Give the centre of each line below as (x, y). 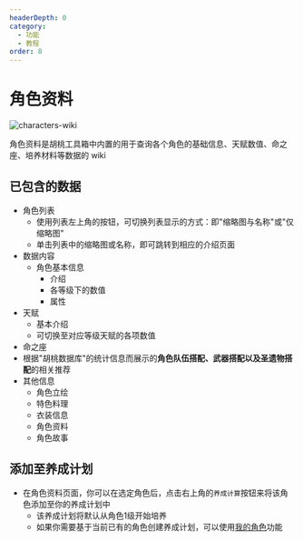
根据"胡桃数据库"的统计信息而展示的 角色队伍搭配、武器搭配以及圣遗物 (153, 358)
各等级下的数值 (78, 290)
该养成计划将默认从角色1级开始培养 (102, 516)
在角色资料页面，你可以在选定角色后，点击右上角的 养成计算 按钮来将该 (151, 493)
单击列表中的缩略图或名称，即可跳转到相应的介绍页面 (136, 244)
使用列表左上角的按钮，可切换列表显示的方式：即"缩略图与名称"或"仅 (165, 221)
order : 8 (26, 52)
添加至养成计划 (51, 469)
